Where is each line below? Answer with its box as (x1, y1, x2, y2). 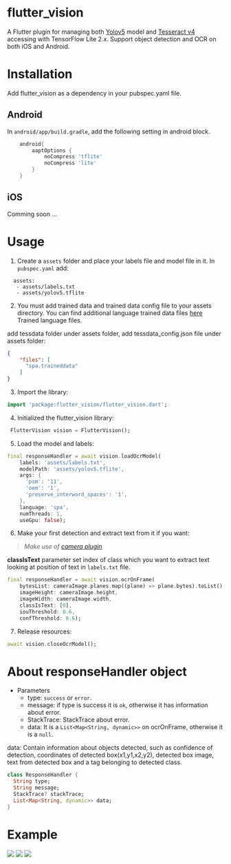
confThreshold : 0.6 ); (19, 614, 81, 622)
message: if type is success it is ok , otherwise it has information (27, 701, 208, 709)
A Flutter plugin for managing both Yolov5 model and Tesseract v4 (7, 28, 195, 36)
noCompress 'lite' (43, 160, 97, 166)
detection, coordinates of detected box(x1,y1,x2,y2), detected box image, (7, 751, 214, 759)
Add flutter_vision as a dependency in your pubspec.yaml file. (7, 89, 182, 97)
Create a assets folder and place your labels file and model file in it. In (16, 257, 215, 265)
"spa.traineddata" (25, 363, 78, 369)
